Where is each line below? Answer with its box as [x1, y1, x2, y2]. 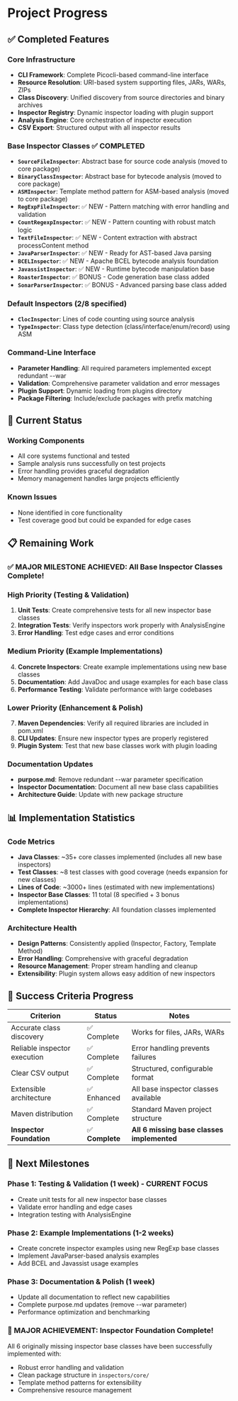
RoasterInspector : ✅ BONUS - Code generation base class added [17, 273, 210, 281]
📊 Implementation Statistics [7, 812, 135, 824]
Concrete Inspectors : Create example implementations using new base [17, 662, 227, 671]
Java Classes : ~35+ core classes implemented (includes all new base [17, 852, 222, 861]
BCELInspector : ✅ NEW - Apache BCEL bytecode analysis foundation [17, 257, 219, 265]
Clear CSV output [11, 1068, 69, 1078]
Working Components [7, 436, 85, 446]
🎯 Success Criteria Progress [7, 990, 134, 1002]
